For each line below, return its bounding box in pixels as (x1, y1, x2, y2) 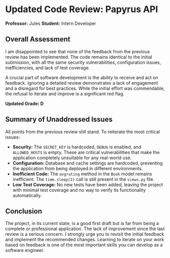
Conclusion (5, 207, 42, 215)
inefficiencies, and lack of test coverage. (5, 64, 90, 70)
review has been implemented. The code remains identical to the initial (5, 54, 153, 60)
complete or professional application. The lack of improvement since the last (5, 226, 165, 232)
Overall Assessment (5, 35, 71, 44)
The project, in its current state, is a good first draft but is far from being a (5, 220, 159, 227)
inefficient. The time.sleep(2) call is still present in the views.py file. (12, 176, 155, 182)
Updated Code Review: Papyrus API (5, 4, 158, 15)
